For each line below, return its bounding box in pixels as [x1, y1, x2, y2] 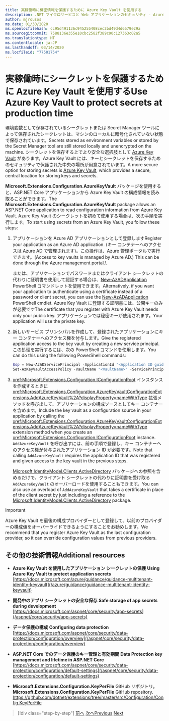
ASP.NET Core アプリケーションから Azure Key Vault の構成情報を [14, 189, 151, 196]
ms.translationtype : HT [5, 36, 55, 41]
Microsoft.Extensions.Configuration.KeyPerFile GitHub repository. [12, 689, 153, 695]
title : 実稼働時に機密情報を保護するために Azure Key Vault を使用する [5, 7, 142, 13]
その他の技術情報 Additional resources [5, 551, 125, 559]
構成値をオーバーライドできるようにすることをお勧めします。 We [14, 524, 148, 530]
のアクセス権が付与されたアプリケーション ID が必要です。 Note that [12, 447, 152, 453]
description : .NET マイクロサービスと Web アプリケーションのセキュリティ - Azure [5, 12, 165, 17]
